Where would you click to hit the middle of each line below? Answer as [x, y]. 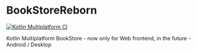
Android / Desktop [29, 45]
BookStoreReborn [52, 10]
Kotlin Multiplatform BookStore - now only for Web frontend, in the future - [98, 38]
